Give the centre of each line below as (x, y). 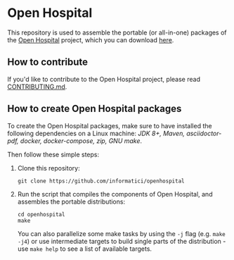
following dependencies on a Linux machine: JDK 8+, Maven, (96, 133)
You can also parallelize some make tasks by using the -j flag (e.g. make (122, 233)
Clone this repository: (48, 168)
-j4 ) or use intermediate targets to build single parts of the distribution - (122, 241)
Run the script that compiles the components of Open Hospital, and (115, 194)
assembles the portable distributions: (71, 202)
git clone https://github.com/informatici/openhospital (101, 181)
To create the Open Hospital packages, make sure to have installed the (110, 125)
